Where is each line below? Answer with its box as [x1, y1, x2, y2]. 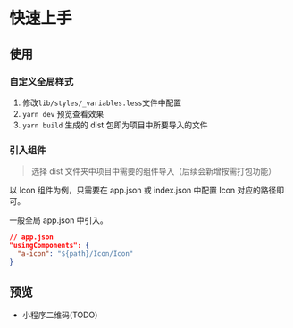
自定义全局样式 [9, 75, 74, 87]
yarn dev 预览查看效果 [21, 108, 105, 119]
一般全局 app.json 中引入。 [9, 215, 109, 225]
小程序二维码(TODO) [21, 309, 98, 321]
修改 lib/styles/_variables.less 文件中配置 [21, 97, 181, 108]
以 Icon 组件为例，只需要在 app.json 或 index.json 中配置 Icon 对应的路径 [9, 184, 277, 196]
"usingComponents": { [9, 242, 90, 250]
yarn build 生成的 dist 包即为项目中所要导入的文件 [21, 119, 208, 130]
